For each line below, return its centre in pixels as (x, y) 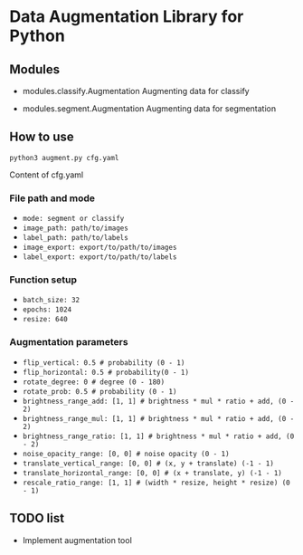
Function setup (43, 280)
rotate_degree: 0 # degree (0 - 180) (94, 382)
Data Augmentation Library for (127, 17)
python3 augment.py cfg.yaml (64, 158)
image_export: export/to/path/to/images (99, 248)
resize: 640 (45, 320)
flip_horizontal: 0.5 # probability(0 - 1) (106, 372)
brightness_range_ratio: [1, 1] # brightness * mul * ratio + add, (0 (158, 436)
